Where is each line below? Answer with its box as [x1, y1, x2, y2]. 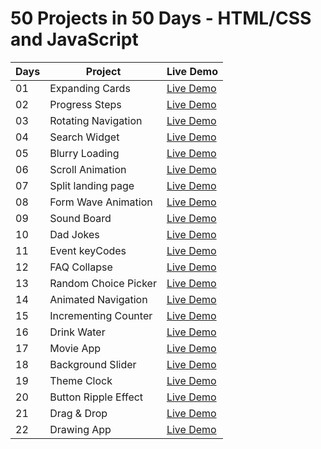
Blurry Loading [49, 146, 120, 160]
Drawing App [49, 422, 112, 436]
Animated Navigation [49, 292, 148, 306]
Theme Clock [49, 373, 113, 387]
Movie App [49, 341, 102, 355]
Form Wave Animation [49, 195, 153, 209]
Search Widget [49, 130, 120, 144]
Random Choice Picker [49, 276, 157, 290]
